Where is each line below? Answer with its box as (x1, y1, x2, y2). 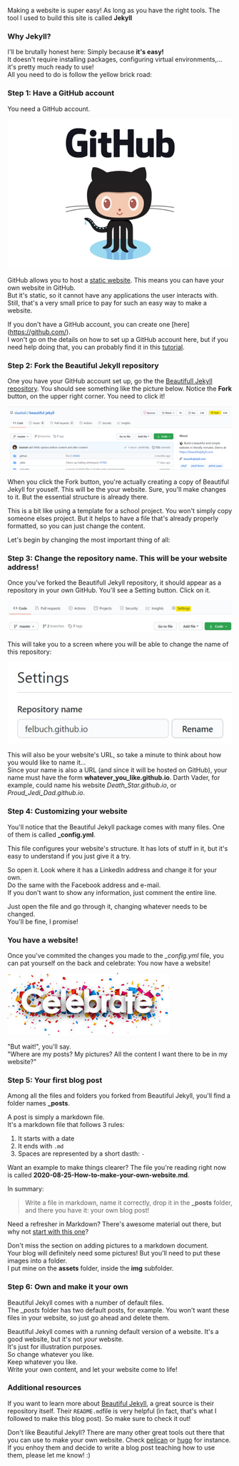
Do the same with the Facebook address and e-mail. (7, 881, 161, 889)
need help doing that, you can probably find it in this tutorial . (7, 343, 185, 351)
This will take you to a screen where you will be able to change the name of (7, 640, 229, 649)
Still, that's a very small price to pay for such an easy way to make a (7, 298, 207, 307)
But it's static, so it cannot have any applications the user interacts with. (7, 290, 219, 299)
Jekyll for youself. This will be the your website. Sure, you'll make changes (7, 485, 227, 493)
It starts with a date (17, 1134, 75, 1143)
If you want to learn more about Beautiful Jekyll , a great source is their (7, 1399, 215, 1407)
